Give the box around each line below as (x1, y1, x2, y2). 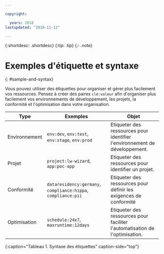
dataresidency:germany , (47, 181, 101, 188)
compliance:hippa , (47, 187, 89, 194)
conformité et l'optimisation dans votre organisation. (5, 102, 110, 107)
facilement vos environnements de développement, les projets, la (5, 96, 137, 102)
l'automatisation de (110, 225, 155, 232)
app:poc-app (47, 164, 75, 169)
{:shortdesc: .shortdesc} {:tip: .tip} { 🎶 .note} (5, 43, 93, 49)
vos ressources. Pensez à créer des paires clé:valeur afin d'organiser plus (5, 91, 156, 97)
